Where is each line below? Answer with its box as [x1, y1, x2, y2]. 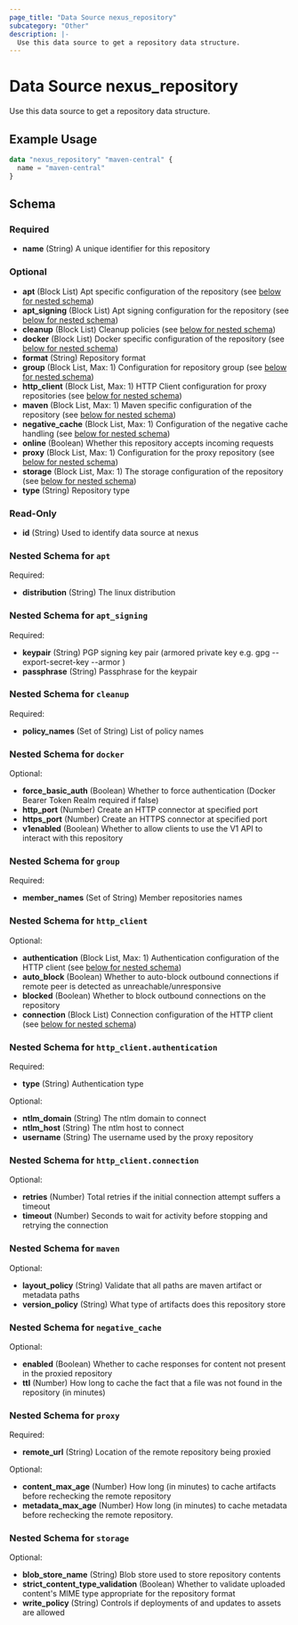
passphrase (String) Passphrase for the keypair [21, 666, 197, 677]
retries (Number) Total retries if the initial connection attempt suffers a [21, 1192, 281, 1202]
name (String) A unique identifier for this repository [21, 243, 211, 254]
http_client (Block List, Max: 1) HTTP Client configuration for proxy [21, 381, 267, 391]
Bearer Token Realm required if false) [21, 795, 159, 806]
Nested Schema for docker [9, 748, 125, 760]
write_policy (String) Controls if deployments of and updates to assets [21, 1597, 282, 1609]
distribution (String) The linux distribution [21, 587, 176, 598]
